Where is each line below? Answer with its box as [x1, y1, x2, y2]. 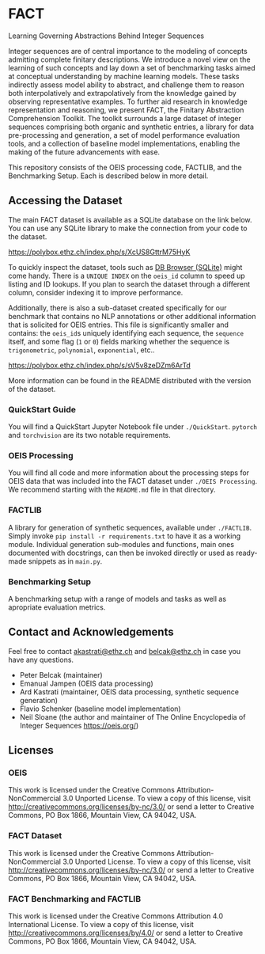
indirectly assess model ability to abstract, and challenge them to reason [8, 80, 244, 89]
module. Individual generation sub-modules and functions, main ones [8, 539, 235, 549]
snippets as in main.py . [28, 556, 103, 566]
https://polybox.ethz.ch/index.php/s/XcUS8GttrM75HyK [8, 247, 191, 257]
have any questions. [8, 655, 74, 664]
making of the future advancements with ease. [8, 147, 161, 157]
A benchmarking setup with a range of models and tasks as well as [8, 594, 227, 603]
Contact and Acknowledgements [8, 625, 174, 639]
